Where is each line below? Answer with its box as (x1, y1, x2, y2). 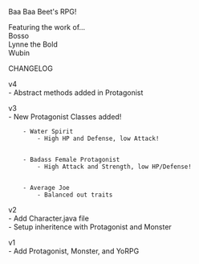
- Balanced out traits (37, 191, 113, 199)
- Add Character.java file (8, 213, 90, 223)
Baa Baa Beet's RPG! (8, 7, 77, 16)
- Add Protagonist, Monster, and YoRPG (8, 246, 140, 256)
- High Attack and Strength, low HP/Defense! (37, 163, 193, 171)
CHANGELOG (8, 64, 54, 73)
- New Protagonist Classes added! (8, 112, 122, 122)
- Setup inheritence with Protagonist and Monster (8, 222, 173, 232)
